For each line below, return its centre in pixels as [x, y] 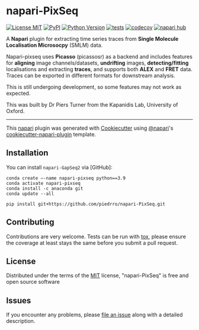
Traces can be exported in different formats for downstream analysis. [91, 75]
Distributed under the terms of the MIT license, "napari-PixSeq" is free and [97, 275]
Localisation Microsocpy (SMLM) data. [54, 45]
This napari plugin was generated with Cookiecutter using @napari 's [90, 128]
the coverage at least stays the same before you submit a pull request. [92, 243]
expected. [18, 93]
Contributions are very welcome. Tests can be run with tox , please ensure [96, 236]
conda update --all [30, 194]
